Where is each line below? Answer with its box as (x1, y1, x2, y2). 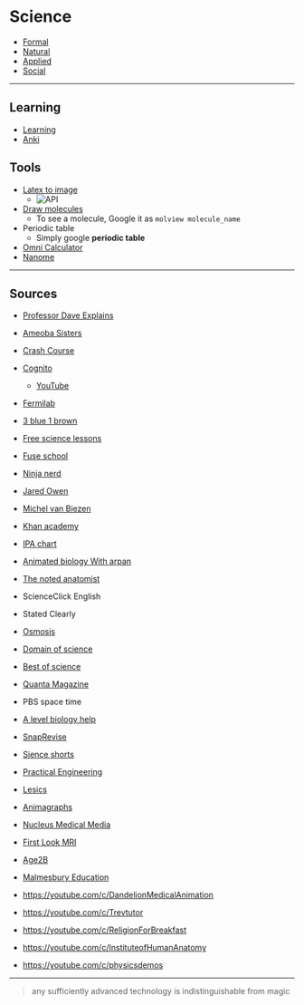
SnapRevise (22, 731, 67, 742)
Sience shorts (22, 749, 75, 760)
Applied (22, 55, 52, 66)
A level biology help (22, 714, 97, 725)
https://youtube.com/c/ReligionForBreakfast (22, 924, 187, 935)
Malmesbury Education (22, 872, 109, 883)
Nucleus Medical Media (22, 819, 111, 830)
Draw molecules (22, 203, 83, 214)
